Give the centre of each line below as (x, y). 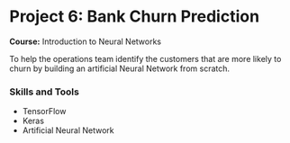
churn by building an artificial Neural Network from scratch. (120, 68)
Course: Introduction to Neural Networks (86, 41)
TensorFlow (44, 112)
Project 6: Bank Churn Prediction (134, 17)
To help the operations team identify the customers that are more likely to (145, 58)
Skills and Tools (44, 92)
